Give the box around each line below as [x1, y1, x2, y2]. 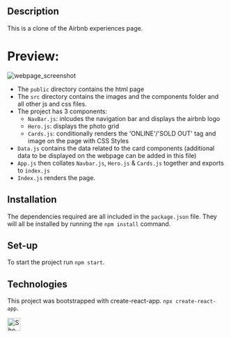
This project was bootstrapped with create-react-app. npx [7, 297, 173, 305]
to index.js [17, 166, 50, 175]
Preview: [7, 49, 59, 64]
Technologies [7, 278, 68, 290]
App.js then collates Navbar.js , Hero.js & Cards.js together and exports [17, 159, 224, 167]
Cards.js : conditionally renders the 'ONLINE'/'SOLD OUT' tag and [27, 129, 216, 138]
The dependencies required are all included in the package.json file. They [7, 212, 217, 220]
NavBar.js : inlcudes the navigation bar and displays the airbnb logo [27, 114, 221, 122]
